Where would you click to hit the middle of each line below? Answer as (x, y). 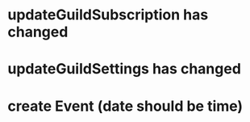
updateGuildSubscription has (108, 15)
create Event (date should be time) (125, 106)
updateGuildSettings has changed (124, 69)
